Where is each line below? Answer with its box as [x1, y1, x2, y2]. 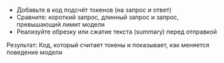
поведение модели [6, 48, 63, 56]
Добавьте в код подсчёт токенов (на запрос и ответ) [16, 6, 172, 14]
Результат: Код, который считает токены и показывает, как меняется [6, 41, 210, 49]
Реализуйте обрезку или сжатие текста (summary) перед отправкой [16, 27, 217, 36]
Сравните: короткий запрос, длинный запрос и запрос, [16, 13, 179, 21]
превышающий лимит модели [16, 21, 105, 28]
